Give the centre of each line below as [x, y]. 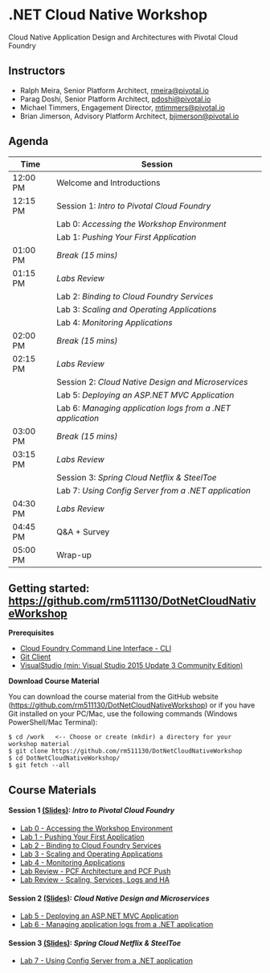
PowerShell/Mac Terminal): [53, 723]
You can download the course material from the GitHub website [113, 697]
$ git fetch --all [39, 765]
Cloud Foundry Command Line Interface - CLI [95, 649]
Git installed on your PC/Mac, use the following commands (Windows [123, 714]
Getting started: [49, 588]
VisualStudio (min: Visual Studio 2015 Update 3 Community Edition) [131, 666]
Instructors [37, 71]
